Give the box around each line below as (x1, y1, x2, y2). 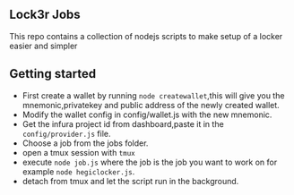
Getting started (9, 66, 97, 81)
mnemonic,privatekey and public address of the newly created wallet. (22, 99, 280, 110)
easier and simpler (9, 40, 78, 51)
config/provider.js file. (22, 128, 111, 139)
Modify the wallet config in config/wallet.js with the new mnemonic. (22, 109, 272, 120)
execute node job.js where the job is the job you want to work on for (22, 157, 278, 167)
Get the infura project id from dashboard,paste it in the (22, 118, 224, 129)
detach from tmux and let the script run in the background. (22, 175, 239, 186)
